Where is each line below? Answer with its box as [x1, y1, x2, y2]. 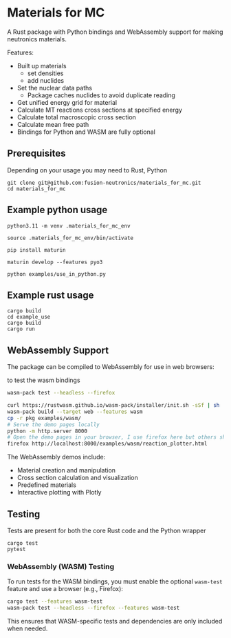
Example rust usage [7, 289, 94, 301]
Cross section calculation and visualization [16, 474, 139, 482]
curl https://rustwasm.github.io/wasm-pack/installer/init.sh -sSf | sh [7, 402, 220, 409]
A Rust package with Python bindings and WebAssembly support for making [7, 28, 223, 36]
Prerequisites [7, 148, 66, 159]
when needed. [7, 624, 48, 632]
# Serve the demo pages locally [7, 421, 100, 428]
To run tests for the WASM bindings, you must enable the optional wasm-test [7, 577, 223, 586]
